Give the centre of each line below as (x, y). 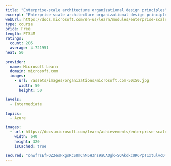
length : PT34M (20, 34)
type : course (19, 24)
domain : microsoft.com (34, 71)
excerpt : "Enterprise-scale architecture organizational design (75, 15)
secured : (15, 155)
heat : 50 (15, 52)
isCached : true (31, 146)
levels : (13, 99)
